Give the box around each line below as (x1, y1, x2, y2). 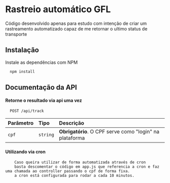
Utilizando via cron (5, 149, 46, 155)
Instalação (5, 46, 39, 54)
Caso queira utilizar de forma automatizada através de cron (14, 160, 146, 165)
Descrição (59, 120, 84, 127)
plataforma (59, 134, 85, 141)
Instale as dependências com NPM (5, 59, 78, 65)
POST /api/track (10, 108, 44, 114)
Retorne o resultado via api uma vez (5, 97, 82, 103)
